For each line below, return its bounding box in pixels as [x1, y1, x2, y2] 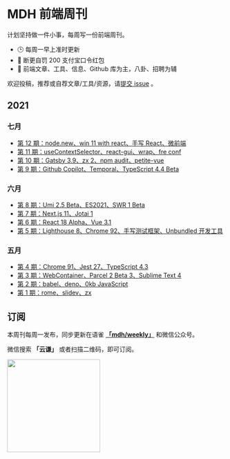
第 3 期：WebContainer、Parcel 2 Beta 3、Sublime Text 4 [17, 271, 182, 280]
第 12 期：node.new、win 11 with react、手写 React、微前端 [17, 139, 186, 147]
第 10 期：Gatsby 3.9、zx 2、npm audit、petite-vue [17, 156, 164, 165]
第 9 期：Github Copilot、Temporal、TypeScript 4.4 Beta [17, 165, 180, 173]
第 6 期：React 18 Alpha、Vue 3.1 [17, 218, 112, 226]
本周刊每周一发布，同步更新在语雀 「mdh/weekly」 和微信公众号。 [7, 330, 199, 339]
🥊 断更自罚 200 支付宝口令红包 [17, 56, 105, 64]
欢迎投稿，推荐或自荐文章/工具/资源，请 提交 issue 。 [7, 79, 157, 87]
